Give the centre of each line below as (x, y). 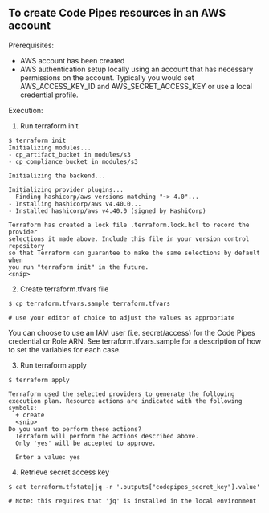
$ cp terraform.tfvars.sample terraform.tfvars (90, 303)
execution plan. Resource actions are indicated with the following (125, 401)
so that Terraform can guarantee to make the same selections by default (134, 253)
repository (26, 246)
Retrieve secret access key (65, 472)
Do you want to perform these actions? (75, 429)
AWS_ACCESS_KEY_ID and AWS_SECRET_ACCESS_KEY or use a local (136, 86)
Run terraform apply (53, 365)
